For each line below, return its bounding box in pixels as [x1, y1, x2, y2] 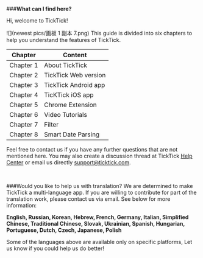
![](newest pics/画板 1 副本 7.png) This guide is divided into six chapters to [6, 30, 193, 37]
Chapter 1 [9, 61, 38, 69]
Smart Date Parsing [44, 130, 100, 139]
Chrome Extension [44, 100, 98, 109]
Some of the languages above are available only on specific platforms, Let [6, 239, 193, 245]
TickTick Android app [44, 81, 105, 89]
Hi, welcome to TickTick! [6, 17, 68, 24]
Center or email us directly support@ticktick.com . [6, 159, 131, 166]
